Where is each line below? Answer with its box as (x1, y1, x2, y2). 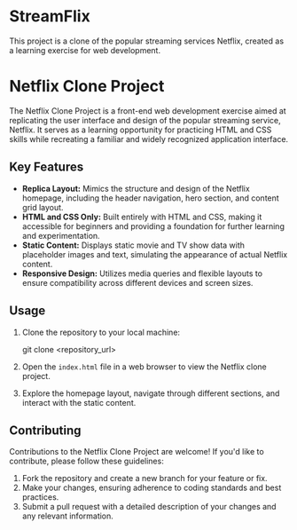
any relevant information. (21, 510, 113, 521)
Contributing (9, 423, 82, 438)
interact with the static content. (21, 397, 137, 407)
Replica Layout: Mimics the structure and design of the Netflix (21, 183, 250, 194)
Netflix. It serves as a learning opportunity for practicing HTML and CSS (9, 124, 272, 135)
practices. (21, 492, 59, 502)
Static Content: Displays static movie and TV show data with (21, 240, 246, 250)
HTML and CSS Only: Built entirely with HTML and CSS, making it (21, 211, 262, 222)
